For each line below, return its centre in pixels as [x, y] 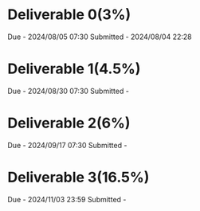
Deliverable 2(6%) [69, 123]
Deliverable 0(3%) [69, 15]
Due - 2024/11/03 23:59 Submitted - [67, 199]
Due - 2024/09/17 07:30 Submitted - [67, 145]
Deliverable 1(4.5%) [74, 69]
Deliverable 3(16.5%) [78, 178]
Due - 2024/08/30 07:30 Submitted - [68, 91]
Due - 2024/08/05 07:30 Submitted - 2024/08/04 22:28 [100, 37]
